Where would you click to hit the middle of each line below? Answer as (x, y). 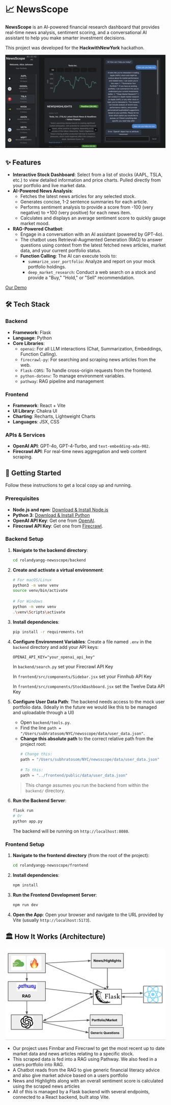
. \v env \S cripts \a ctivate (39, 612)
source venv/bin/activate (40, 591)
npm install (25, 885)
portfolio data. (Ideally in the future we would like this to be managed (84, 707)
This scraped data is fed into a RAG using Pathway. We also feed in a (85, 1059)
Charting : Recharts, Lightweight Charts (54, 416)
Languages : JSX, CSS (36, 422)
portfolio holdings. (47, 267)
